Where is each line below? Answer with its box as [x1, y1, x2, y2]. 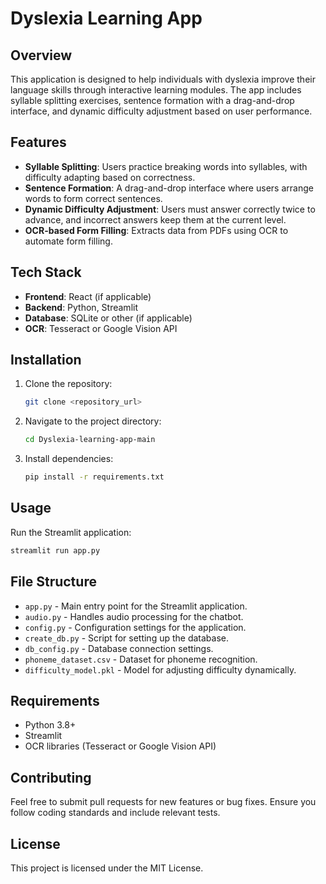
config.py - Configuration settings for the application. [24, 621, 247, 633]
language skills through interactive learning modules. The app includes [10, 84, 302, 96]
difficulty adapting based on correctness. [24, 171, 196, 183]
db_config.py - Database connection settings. [24, 642, 214, 654]
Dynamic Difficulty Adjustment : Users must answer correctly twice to [24, 203, 316, 215]
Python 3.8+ [24, 719, 77, 731]
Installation [10, 352, 82, 369]
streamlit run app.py [10, 545, 101, 556]
